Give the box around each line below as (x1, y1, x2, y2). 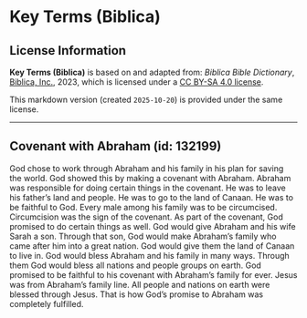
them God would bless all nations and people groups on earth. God (9, 260, 262, 271)
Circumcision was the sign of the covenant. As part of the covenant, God (9, 211, 283, 222)
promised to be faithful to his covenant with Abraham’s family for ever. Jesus (9, 269, 298, 280)
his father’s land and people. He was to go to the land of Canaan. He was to (9, 191, 294, 202)
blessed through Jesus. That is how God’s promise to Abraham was (9, 289, 264, 300)
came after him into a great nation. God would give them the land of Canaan (9, 240, 295, 251)
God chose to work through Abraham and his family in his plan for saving (9, 162, 284, 174)
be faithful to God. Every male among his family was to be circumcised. (9, 201, 278, 212)
